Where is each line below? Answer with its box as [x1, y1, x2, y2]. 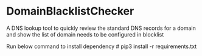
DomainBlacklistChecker [6, 4, 134, 18]
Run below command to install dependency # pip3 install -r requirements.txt [6, 43, 197, 50]
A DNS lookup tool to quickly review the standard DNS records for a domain [6, 24, 196, 32]
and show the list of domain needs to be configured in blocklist [6, 30, 164, 38]
